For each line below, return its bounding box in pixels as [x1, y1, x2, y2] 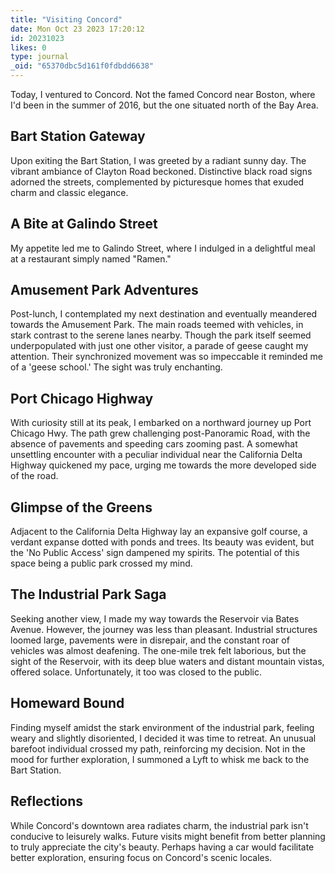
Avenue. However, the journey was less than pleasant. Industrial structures [10, 623, 318, 635]
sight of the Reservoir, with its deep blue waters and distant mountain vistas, [10, 655, 325, 667]
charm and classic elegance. [10, 186, 129, 198]
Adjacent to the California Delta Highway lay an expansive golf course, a [10, 526, 308, 538]
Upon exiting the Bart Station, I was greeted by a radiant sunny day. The [10, 154, 307, 166]
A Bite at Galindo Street [10, 216, 158, 233]
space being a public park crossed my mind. [10, 557, 193, 570]
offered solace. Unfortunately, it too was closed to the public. [10, 666, 263, 678]
